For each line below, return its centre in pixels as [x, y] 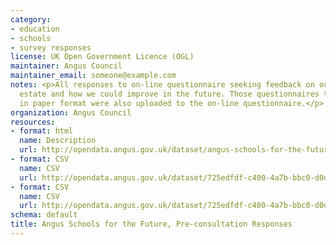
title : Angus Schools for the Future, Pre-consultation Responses [151, 224]
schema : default [44, 215]
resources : [33, 122]
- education [35, 29]
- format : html [42, 131]
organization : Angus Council [71, 112]
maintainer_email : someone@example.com [93, 76]
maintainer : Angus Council [66, 66]
